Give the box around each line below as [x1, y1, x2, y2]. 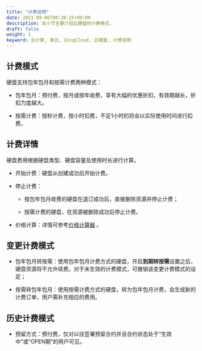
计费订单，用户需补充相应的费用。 [15, 293, 101, 301]
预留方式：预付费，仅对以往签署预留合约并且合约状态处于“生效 [15, 330, 172, 338]
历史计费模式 [6, 313, 55, 323]
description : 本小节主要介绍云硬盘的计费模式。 [6, 20, 114, 26]
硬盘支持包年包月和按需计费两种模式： [6, 78, 102, 86]
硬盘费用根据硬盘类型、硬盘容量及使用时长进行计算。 [6, 156, 140, 164]
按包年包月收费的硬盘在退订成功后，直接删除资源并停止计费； [24, 195, 179, 203]
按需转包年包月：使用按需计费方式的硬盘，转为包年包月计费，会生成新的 [15, 286, 196, 293]
